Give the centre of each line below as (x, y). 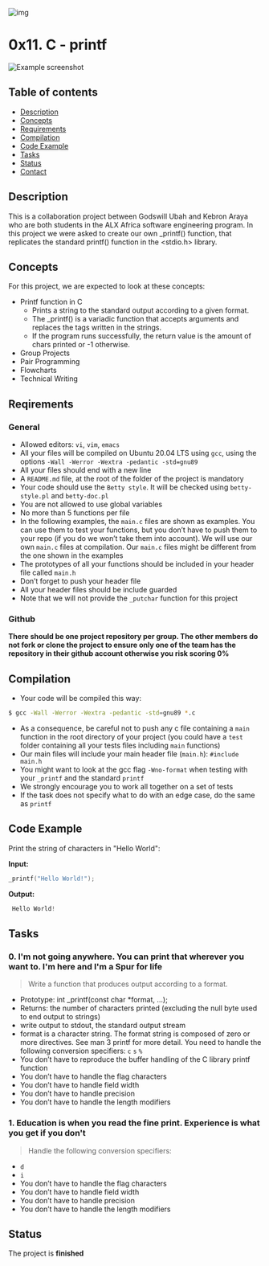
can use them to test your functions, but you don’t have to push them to (139, 530)
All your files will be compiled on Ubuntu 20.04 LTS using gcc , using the (138, 453)
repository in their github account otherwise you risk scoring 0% (119, 653)
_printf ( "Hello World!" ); (51, 879)
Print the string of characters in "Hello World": (84, 848)
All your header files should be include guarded (98, 590)
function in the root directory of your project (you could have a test (131, 737)
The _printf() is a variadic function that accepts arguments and (135, 319)
